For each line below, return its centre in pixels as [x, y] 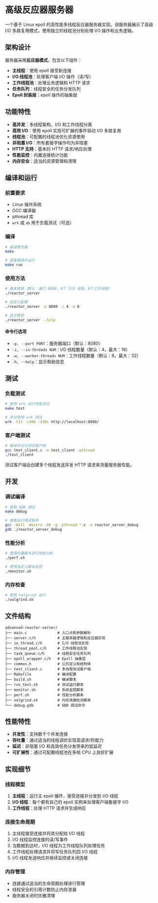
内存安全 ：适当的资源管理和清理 [44, 161]
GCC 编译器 [24, 211]
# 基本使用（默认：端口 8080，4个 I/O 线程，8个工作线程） [59, 289]
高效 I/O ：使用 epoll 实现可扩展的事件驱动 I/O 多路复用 [67, 130]
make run [14, 265]
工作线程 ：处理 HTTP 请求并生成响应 [49, 808]
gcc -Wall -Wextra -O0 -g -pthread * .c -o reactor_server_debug [72, 525]
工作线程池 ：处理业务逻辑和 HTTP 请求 [51, 82]
